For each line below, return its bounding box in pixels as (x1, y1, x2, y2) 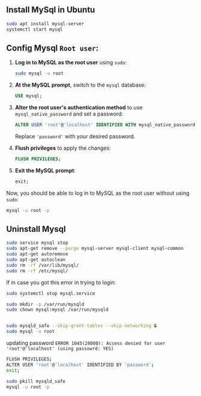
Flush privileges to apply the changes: (14, 144, 111, 151)
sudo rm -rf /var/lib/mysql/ (6, 262, 79, 268)
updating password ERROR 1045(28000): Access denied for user (6, 340, 166, 347)
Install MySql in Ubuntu (6, 5, 95, 15)
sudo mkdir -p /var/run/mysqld (6, 301, 85, 307)
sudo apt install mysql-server (6, 20, 85, 26)
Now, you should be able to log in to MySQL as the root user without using (6, 189, 190, 196)
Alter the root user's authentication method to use (14, 104, 143, 111)
